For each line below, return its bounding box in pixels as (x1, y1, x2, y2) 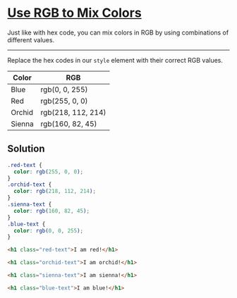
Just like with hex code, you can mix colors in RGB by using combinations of (7, 28, 229, 37)
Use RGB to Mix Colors (7, 5, 142, 21)
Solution (7, 143, 45, 155)
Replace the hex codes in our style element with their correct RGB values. (7, 56, 224, 64)
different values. (7, 35, 55, 44)
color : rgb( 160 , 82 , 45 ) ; (13, 207, 90, 214)
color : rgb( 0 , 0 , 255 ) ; (13, 227, 83, 234)
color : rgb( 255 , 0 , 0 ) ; (13, 168, 83, 175)
